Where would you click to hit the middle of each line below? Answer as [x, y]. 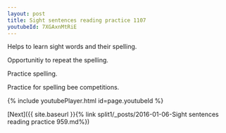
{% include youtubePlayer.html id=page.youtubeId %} [86, 101]
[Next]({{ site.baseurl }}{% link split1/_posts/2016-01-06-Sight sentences [113, 114]
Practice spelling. [32, 73]
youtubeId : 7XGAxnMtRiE [42, 27]
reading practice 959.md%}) [49, 122]
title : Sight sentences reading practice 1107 [77, 20]
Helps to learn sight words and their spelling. [72, 47]
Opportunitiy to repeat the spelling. [58, 60]
